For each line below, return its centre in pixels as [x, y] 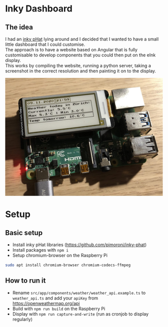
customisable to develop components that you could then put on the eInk [80, 55]
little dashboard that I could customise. [45, 44]
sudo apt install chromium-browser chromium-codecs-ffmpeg [68, 265]
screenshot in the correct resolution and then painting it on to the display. [81, 71]
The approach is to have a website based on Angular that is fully [71, 50]
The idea [19, 27]
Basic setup [24, 233]
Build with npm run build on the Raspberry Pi [59, 309]
